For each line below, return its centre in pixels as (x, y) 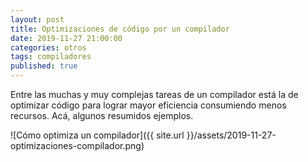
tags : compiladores (51, 57)
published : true (44, 66)
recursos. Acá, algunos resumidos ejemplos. (102, 115)
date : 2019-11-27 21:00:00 (66, 38)
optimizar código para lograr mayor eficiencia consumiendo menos (148, 105)
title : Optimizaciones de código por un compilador (120, 29)
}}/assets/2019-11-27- (231, 135)
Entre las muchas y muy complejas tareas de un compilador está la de (154, 94)
